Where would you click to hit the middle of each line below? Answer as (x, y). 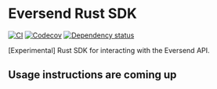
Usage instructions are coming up (92, 75)
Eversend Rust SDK (72, 14)
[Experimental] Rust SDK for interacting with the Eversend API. (109, 50)
